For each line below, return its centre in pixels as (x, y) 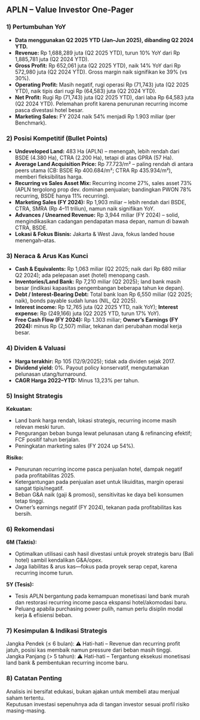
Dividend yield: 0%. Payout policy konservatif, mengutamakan (92, 367)
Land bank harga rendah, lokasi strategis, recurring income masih (96, 420)
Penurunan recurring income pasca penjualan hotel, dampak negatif (99, 469)
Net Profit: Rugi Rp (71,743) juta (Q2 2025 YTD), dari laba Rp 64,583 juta (104, 97)
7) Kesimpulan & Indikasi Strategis (57, 631)
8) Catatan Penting (34, 678)
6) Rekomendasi (30, 529)
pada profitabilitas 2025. (45, 475)
